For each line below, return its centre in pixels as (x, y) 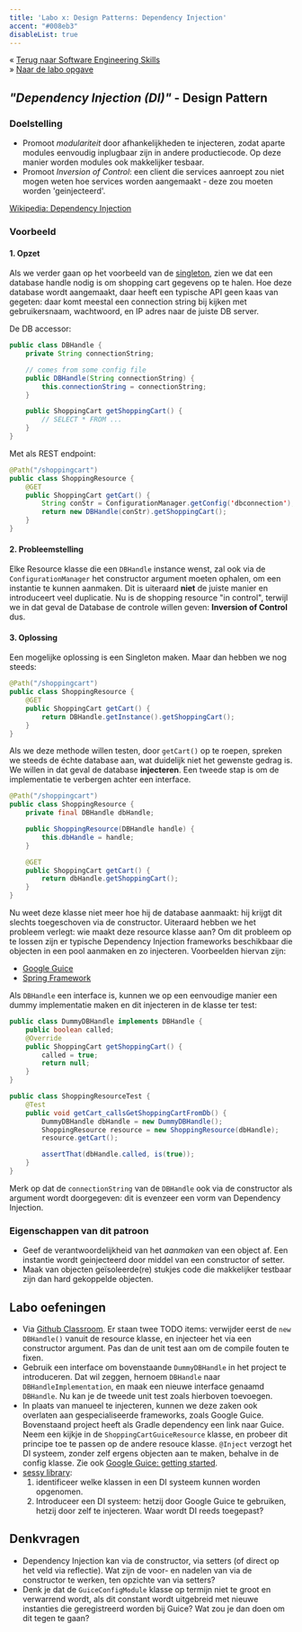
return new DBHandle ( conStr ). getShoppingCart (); (134, 512)
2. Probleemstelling (46, 549)
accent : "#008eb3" (44, 26)
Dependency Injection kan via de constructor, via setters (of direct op (151, 1560)
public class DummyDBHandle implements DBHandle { (106, 1022)
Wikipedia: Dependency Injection (71, 209)
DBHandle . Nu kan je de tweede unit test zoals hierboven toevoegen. (147, 1396)
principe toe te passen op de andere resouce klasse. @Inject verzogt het (157, 1444)
